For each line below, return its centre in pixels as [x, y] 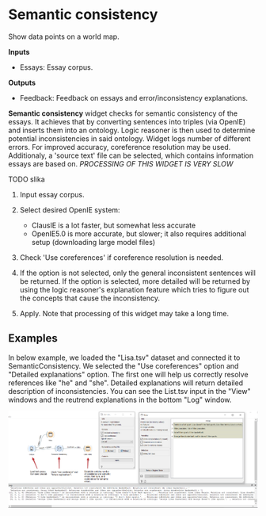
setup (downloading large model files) [93, 242]
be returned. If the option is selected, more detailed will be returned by [135, 281]
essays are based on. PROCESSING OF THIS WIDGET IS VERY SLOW [121, 163]
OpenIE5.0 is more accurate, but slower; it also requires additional [139, 233]
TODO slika [27, 179]
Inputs [19, 52]
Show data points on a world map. [64, 36]
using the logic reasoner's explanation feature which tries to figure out [134, 289]
